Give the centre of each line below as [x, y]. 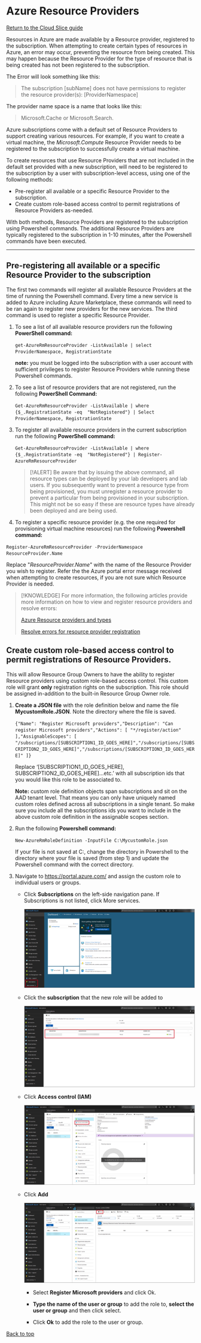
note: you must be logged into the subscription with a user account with [104, 363]
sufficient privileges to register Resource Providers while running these [102, 369]
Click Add [36, 1195]
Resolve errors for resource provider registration [80, 631]
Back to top [20, 1333]
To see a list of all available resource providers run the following [93, 326]
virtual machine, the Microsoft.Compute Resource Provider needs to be [94, 142]
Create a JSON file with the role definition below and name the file [97, 705]
